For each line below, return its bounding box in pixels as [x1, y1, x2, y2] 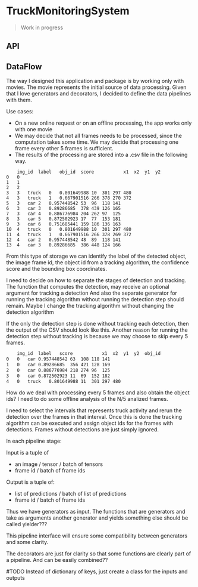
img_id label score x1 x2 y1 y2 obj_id [17, 351, 161, 357]
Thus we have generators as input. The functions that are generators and [6, 508, 186, 515]
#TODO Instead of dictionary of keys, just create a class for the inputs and [6, 568, 188, 575]
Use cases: [6, 108, 34, 115]
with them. [6, 97, 32, 104]
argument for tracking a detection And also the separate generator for [6, 289, 177, 296]
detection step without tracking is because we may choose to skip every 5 [6, 333, 188, 340]
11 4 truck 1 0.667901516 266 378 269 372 [6, 231, 132, 238]
